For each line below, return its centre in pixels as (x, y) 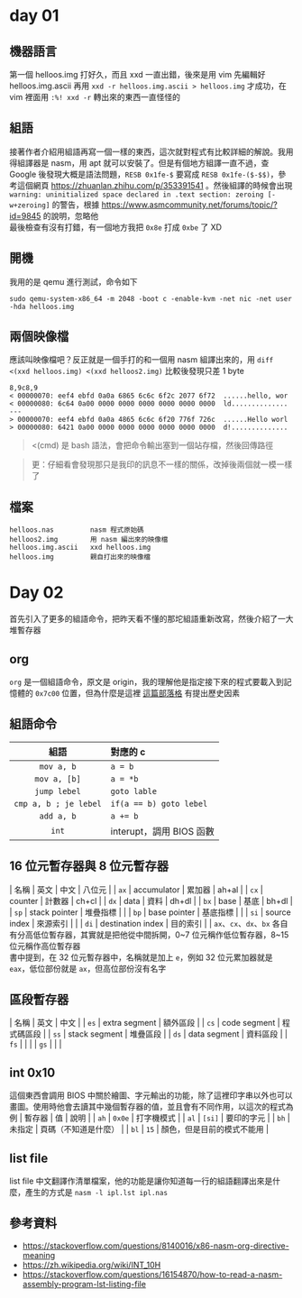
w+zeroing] (30, 205)
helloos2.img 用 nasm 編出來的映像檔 (89, 540)
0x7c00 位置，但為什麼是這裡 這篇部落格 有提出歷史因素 (137, 693)
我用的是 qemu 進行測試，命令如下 (73, 281)
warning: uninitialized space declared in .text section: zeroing (137, 195)
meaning (39, 1255)
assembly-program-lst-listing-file (84, 1284)
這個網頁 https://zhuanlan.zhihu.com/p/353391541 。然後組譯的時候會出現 (155, 185)
